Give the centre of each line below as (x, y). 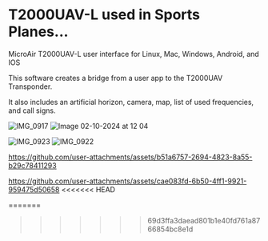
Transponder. (30, 86)
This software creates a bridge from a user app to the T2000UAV (116, 78)
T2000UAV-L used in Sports (104, 15)
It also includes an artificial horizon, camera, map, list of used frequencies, (131, 102)
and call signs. (32, 110)
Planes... (38, 32)
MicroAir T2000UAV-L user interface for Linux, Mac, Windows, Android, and (134, 54)
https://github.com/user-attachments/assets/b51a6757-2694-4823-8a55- (130, 157)
